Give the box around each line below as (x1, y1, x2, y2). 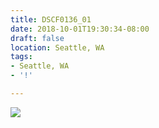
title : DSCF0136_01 (10, 14, 92, 25)
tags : (10, 52, 33, 62)
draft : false (10, 33, 65, 43)
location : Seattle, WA (10, 42, 105, 53)
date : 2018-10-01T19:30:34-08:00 (10, 24, 150, 34)
